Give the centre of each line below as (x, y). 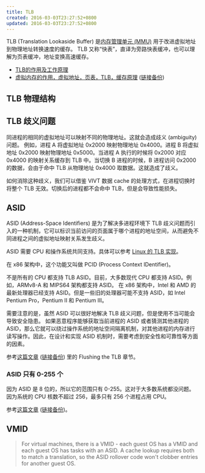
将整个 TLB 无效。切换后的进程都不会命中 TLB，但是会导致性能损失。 (94, 188)
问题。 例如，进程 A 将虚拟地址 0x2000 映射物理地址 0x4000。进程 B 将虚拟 (103, 145)
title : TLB (20, 12)
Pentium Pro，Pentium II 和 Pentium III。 (57, 301)
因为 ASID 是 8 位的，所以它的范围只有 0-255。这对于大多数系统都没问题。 (100, 389)
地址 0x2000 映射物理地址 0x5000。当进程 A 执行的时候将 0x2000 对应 (96, 152)
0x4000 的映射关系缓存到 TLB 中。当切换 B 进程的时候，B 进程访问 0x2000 (101, 160)
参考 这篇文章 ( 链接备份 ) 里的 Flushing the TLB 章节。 (73, 357)
